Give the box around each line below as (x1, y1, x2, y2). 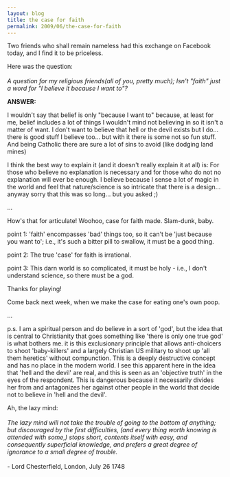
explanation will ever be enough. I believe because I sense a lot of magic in (7, 176, 219, 184)
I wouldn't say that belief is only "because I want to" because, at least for (7, 111, 214, 119)
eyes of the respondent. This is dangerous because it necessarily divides (7, 376, 214, 384)
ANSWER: (7, 98, 36, 106)
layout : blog (7, 10, 45, 17)
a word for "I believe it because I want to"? (7, 84, 128, 93)
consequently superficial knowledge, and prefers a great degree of (7, 441, 198, 449)
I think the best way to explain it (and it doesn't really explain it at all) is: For (7, 161, 220, 169)
